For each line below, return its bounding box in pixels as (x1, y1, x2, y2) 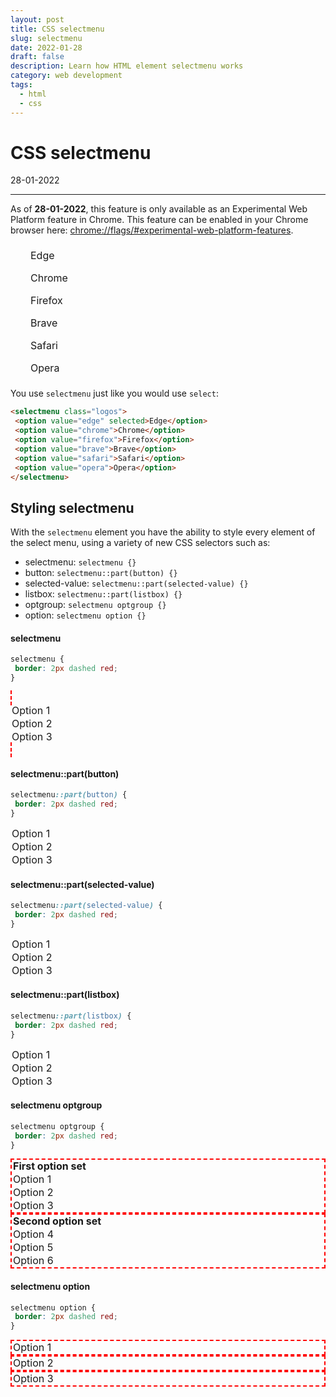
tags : (10, 80, 33, 90)
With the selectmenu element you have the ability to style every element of (10, 526, 316, 538)
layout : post (10, 14, 65, 25)
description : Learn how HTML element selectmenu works (10, 61, 244, 71)
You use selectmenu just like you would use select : (10, 387, 219, 400)
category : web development (10, 71, 123, 81)
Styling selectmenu (10, 499, 135, 516)
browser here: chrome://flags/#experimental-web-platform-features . (10, 224, 294, 236)
